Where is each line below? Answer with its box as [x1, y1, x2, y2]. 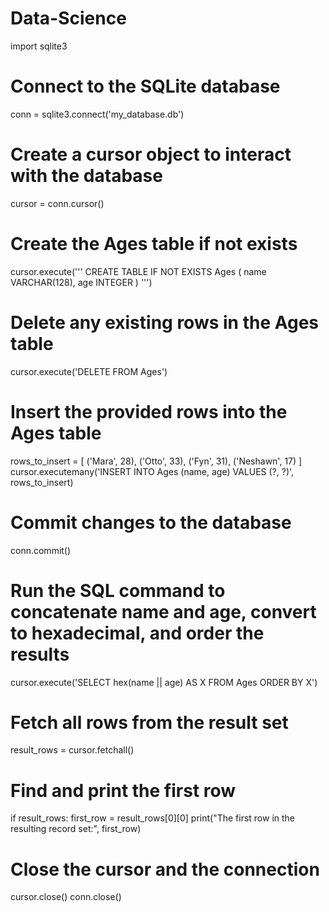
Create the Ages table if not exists [10, 233, 298, 255]
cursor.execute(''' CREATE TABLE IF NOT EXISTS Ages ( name [10, 265, 267, 277]
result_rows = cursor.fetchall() [10, 744, 135, 756]
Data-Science [10, 7, 127, 30]
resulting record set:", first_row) [10, 823, 142, 835]
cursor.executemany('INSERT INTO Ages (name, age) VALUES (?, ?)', [10, 465, 295, 477]
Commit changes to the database [10, 511, 292, 534]
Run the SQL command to [10, 579, 226, 602]
